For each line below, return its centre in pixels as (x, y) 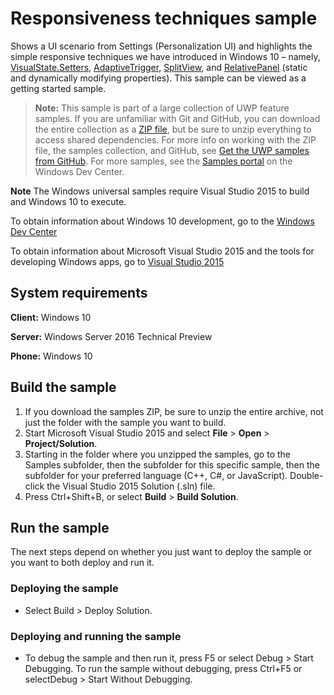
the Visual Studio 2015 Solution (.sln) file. (131, 486)
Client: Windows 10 (51, 317)
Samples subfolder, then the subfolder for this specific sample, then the (172, 464)
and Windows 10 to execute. (68, 201)
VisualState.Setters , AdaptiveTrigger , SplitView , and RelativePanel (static (159, 67)
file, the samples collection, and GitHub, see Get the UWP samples (172, 150)
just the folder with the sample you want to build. (125, 422)
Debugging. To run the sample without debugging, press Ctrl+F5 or (163, 668)
